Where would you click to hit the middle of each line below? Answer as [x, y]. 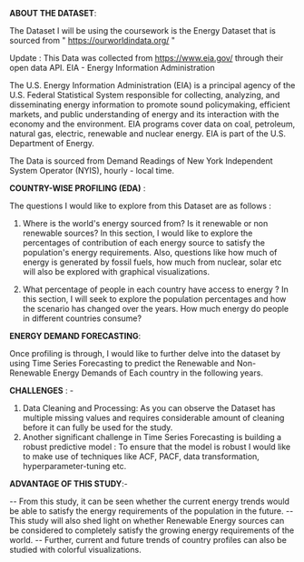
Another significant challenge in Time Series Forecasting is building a [152, 437]
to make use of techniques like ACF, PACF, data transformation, [141, 457]
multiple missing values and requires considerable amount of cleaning [153, 418]
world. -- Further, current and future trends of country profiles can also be [148, 540]
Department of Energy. [52, 143]
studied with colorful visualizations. [76, 550]
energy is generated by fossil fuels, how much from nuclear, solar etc [152, 262]
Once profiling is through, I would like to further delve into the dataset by [145, 353]
